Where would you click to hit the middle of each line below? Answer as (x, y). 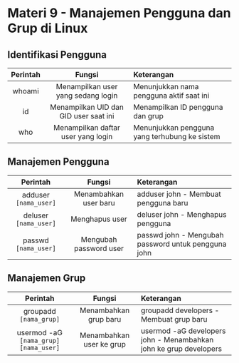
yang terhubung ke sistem (177, 137)
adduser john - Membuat (179, 194)
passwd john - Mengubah (180, 235)
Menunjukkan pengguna (174, 128)
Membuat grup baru (174, 319)
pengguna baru (163, 203)
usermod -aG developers (184, 331)
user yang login (87, 137)
